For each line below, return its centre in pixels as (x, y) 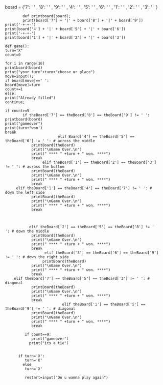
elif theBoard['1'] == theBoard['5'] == (104, 304)
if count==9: (38, 334)
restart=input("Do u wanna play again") (67, 378)
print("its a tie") (49, 343)
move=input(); (20, 76)
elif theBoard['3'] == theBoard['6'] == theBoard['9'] (102, 253)
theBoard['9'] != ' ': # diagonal (40, 309)
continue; (15, 102)
